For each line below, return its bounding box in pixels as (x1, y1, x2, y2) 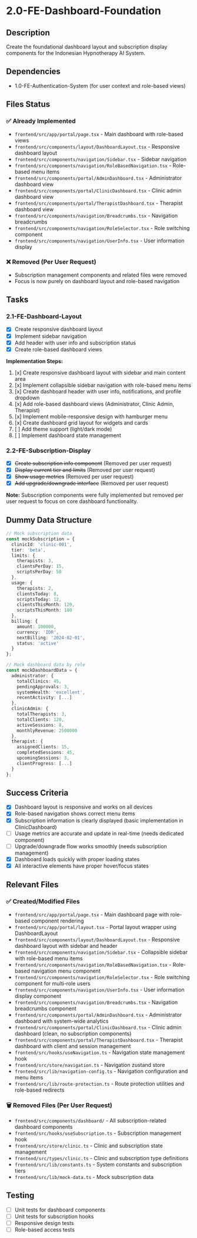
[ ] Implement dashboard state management (14, 432, 122, 439)
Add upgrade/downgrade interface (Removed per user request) (14, 480, 169, 487)
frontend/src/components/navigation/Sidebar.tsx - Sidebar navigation (14, 155, 187, 163)
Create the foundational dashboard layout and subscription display (6, 43, 168, 50)
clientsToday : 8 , (16, 591, 59, 597)
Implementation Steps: (6, 357, 64, 364)
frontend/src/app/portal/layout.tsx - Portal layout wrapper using (14, 923, 176, 930)
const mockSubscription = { (6, 536, 75, 542)
